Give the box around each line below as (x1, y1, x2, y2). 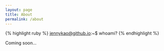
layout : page (5, 7, 33, 12)
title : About (5, 12, 33, 17)
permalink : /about (5, 16, 44, 21)
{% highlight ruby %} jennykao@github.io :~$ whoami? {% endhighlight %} (5, 30, 159, 36)
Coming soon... (5, 40, 37, 46)
